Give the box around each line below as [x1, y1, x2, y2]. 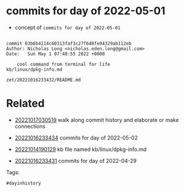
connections [14, 122, 46, 130]
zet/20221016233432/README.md [6, 77, 81, 83]
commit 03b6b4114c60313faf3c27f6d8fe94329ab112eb [6, 40, 132, 46]
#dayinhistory [6, 180, 42, 186]
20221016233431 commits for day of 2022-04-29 [14, 157, 137, 164]
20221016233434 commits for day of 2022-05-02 [14, 134, 138, 141]
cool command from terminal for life [17, 61, 111, 67]
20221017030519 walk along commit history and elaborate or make [14, 116, 179, 123]
